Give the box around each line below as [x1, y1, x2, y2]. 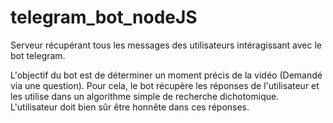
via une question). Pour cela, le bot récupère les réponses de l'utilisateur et [10, 79, 320, 91]
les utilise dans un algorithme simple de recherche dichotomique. [10, 90, 280, 102]
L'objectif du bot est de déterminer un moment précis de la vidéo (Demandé [10, 69, 323, 81]
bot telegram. [10, 49, 66, 61]
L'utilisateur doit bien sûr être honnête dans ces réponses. [10, 101, 250, 113]
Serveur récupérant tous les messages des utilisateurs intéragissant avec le [10, 39, 323, 51]
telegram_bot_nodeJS [10, 6, 198, 29]
